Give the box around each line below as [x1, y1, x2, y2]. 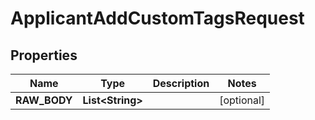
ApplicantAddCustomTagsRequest [10, 7, 305, 30]
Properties [10, 47, 78, 64]
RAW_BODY [15, 93, 73, 107]
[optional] [219, 93, 266, 107]
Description [152, 77, 210, 90]
